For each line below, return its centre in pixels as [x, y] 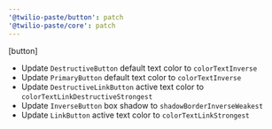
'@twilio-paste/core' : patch [62, 26]
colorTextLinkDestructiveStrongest [87, 97]
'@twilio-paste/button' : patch [66, 17]
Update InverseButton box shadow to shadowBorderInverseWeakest [142, 105]
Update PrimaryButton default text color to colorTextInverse [131, 77]
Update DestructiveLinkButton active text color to [113, 87]
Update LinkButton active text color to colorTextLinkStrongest [135, 115]
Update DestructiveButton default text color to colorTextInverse [139, 68]
